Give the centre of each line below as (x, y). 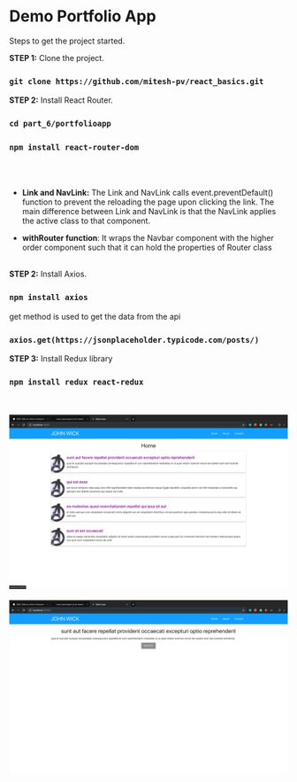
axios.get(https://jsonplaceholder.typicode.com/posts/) (134, 340)
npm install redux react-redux (76, 382)
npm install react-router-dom (74, 147)
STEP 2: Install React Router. (61, 100)
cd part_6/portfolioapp (61, 124)
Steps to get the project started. (67, 41)
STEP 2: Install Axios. (48, 274)
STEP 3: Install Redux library (61, 359)
